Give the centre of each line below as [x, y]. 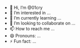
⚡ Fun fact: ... [23, 41]
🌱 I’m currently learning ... [35, 18]
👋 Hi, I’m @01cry [26, 8]
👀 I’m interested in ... [30, 13]
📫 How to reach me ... [32, 29]
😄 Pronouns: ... [25, 36]
